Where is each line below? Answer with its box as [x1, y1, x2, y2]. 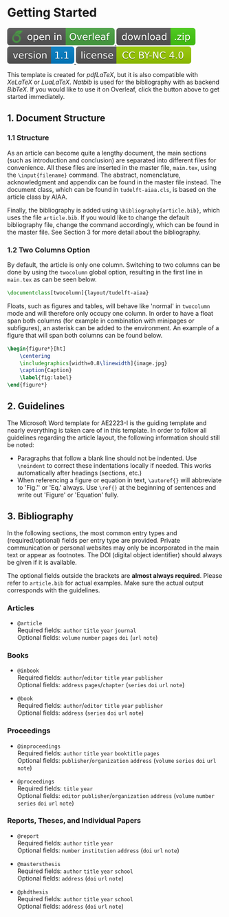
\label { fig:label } [19, 374, 72, 381]
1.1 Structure [7, 133, 50, 142]
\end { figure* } [7, 382, 48, 389]
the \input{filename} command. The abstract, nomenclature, [7, 171, 181, 179]
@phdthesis [17, 889, 49, 896]
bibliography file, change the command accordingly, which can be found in [7, 220, 219, 228]
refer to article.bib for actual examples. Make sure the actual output [7, 579, 204, 587]
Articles [7, 603, 34, 613]
